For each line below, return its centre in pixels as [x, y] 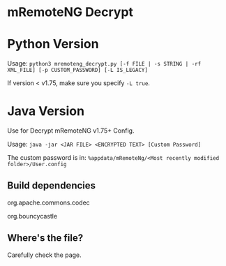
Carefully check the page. [44, 255]
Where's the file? [45, 238]
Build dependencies [52, 186]
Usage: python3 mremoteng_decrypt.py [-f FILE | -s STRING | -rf [104, 64]
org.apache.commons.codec [49, 202]
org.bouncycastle [32, 216]
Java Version [46, 111]
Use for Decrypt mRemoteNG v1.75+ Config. [71, 131]
